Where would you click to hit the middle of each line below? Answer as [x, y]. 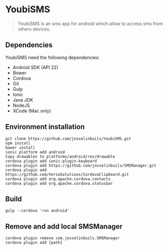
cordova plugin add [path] [34, 243]
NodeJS [21, 105]
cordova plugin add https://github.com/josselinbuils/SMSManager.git [81, 165]
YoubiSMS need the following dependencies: [53, 57]
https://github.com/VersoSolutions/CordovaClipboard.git [67, 174]
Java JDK [23, 100]
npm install [18, 143]
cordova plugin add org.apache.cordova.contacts [58, 179]
